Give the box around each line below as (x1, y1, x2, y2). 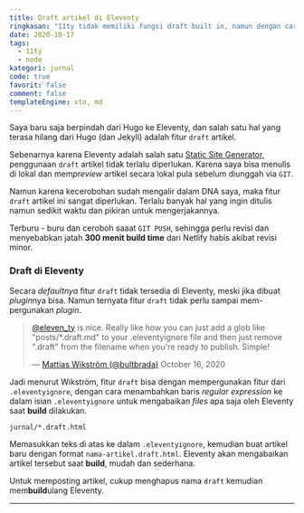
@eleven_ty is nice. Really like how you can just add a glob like (31, 322, 265, 333)
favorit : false (9, 81, 67, 90)
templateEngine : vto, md (9, 97, 103, 107)
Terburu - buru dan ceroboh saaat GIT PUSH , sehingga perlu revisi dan (9, 223, 270, 233)
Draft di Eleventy (9, 264, 84, 277)
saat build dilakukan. (9, 404, 88, 416)
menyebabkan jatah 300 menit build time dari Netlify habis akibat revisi (9, 233, 278, 243)
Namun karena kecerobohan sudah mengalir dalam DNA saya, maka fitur (9, 186, 280, 197)
